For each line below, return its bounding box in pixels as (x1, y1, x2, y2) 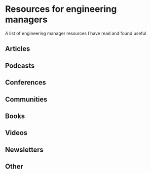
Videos (5, 129, 28, 137)
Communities (5, 95, 48, 103)
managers (5, 14, 48, 25)
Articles (5, 44, 31, 53)
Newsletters (5, 145, 43, 154)
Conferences (5, 78, 46, 87)
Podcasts (5, 61, 35, 70)
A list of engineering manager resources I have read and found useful (5, 30, 147, 36)
